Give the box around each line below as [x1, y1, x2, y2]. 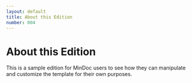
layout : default [6, 8, 46, 15]
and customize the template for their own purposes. [6, 71, 132, 78]
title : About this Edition [6, 14, 73, 20]
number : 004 [6, 19, 35, 25]
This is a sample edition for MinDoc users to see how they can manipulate [6, 64, 186, 71]
